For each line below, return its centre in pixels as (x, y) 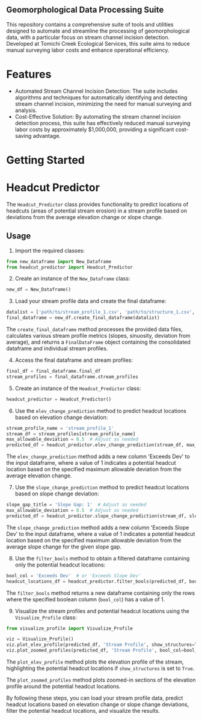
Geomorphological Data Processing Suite (85, 10)
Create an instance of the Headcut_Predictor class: (78, 388)
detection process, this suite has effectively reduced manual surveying (103, 123)
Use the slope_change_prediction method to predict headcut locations (102, 488)
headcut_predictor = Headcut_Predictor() (59, 399)
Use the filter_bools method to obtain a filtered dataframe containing (102, 558)
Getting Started (46, 160)
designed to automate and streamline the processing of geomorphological (98, 31)
